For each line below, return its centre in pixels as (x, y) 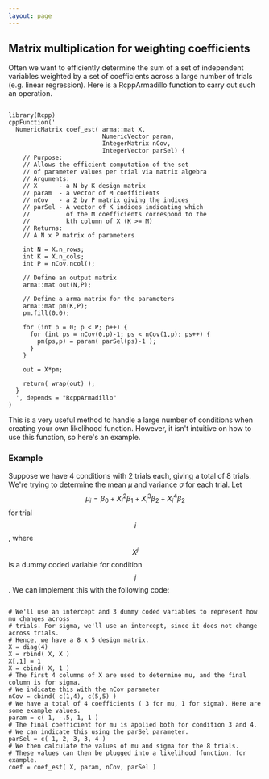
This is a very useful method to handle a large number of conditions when (131, 420)
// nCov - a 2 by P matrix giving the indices (106, 200)
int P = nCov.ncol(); (59, 264)
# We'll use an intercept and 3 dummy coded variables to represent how (133, 611)
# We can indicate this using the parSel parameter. (99, 731)
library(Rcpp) (32, 115)
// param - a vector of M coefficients (91, 193)
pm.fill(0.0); (46, 313)
